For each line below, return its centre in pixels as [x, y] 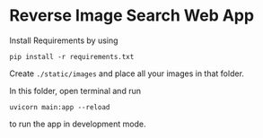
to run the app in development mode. [78, 124]
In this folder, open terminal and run [75, 91]
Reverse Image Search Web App [131, 16]
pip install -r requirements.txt [72, 56]
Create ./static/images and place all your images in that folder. [127, 73]
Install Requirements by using [64, 40]
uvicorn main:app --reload [60, 107]
